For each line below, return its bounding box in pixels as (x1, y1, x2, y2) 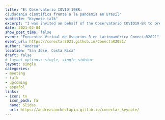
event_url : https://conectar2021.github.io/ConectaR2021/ (5, 39, 126, 44)
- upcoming (5, 80, 27, 85)
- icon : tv (5, 94, 27, 98)
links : (5, 89, 19, 94)
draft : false (5, 52, 32, 58)
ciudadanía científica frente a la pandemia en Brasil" (5, 12, 122, 17)
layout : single (5, 62, 36, 67)
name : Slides (9, 103, 36, 108)
